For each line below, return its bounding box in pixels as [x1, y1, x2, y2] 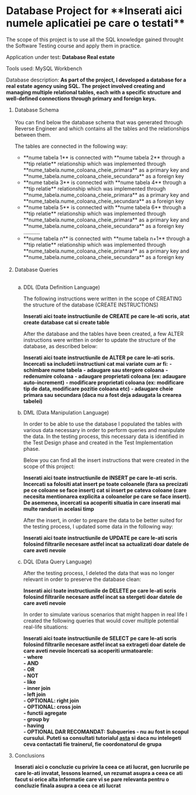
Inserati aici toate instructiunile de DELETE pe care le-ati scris [23, 587, 177, 594]
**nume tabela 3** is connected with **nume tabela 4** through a [23, 179, 186, 186]
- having [23, 722, 44, 729]
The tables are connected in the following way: [14, 142, 128, 150]
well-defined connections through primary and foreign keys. [6, 95, 157, 102]
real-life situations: [23, 623, 68, 630]
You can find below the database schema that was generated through [14, 118, 183, 125]
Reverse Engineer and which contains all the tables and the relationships [14, 125, 190, 132]
